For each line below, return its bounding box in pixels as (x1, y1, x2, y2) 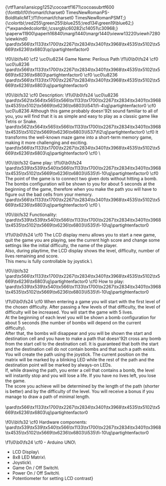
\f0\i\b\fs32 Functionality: (5, 212, 57, 218)
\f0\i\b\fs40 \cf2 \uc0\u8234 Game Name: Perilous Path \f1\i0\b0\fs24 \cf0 (5, 56, 159, 62)
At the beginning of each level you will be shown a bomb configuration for (5, 315, 156, 320)
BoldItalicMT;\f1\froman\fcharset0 (5, 15, 74, 20)
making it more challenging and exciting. (5, 140, 88, 146)
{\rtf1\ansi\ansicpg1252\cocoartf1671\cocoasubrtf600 (5, 4, 114, 10)
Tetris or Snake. (5, 119, 38, 124)
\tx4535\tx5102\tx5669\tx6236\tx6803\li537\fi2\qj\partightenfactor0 (5, 129, 145, 135)
